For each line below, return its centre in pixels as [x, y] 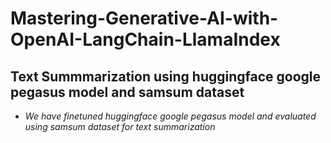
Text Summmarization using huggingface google [166, 76]
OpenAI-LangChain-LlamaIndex [145, 39]
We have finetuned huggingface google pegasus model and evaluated [170, 116]
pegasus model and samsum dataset [127, 92]
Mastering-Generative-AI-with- [144, 18]
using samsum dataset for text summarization [120, 126]
